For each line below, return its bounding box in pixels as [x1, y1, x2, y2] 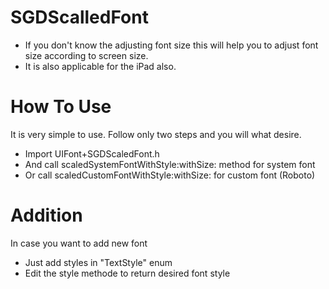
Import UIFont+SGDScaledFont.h [24, 147, 160, 160]
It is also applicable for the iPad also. [24, 60, 177, 72]
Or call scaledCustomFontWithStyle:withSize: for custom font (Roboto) [24, 169, 316, 181]
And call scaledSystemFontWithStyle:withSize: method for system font [24, 158, 316, 170]
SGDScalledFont [10, 6, 149, 29]
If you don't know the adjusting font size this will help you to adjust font [24, 39, 319, 51]
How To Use [10, 96, 112, 118]
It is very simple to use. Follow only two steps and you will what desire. [10, 128, 302, 140]
